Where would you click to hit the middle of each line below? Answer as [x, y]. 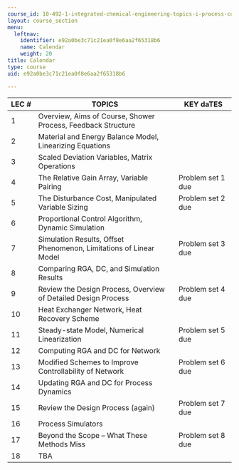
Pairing [50, 186]
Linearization [60, 339]
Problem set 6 [202, 362]
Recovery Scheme [69, 318]
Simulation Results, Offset [81, 239]
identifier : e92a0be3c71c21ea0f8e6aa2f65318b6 [90, 41]
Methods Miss [62, 444]
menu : [15, 27]
